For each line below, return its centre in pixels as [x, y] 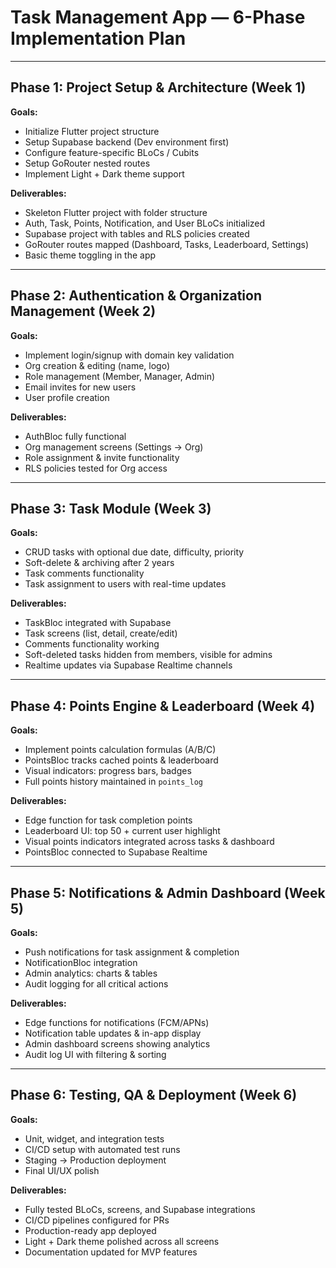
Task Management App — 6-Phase [158, 17]
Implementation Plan [98, 38]
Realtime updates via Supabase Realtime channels [128, 665]
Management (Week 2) [83, 311]
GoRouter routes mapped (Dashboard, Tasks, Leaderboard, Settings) [166, 244]
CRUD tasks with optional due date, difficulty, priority [134, 552]
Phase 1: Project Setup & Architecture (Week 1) [158, 87]
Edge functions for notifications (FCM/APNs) [117, 1022]
